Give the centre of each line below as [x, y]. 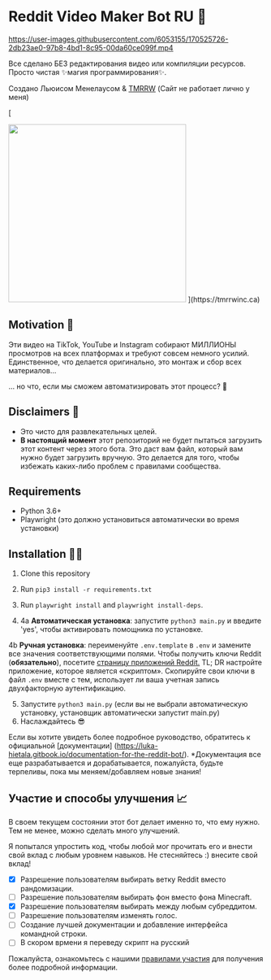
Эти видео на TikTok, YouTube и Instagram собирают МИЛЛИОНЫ [123, 344]
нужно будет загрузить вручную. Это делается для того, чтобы [129, 457]
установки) [39, 529]
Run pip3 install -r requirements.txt [86, 590]
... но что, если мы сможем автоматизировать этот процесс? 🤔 [118, 386]
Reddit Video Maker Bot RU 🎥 [108, 17]
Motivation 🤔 [41, 325]
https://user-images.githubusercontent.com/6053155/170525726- [118, 39]
